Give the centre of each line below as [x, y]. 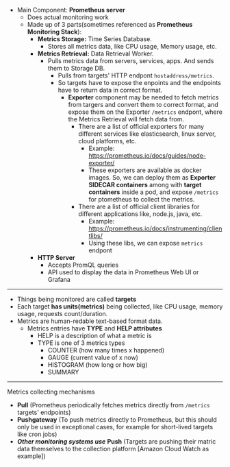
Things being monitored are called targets [77, 299]
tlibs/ [95, 236]
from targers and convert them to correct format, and [143, 105]
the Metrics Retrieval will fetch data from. [126, 119]
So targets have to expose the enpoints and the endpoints [139, 83]
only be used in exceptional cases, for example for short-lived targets [115, 427]
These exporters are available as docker [145, 170]
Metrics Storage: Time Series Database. [94, 39]
